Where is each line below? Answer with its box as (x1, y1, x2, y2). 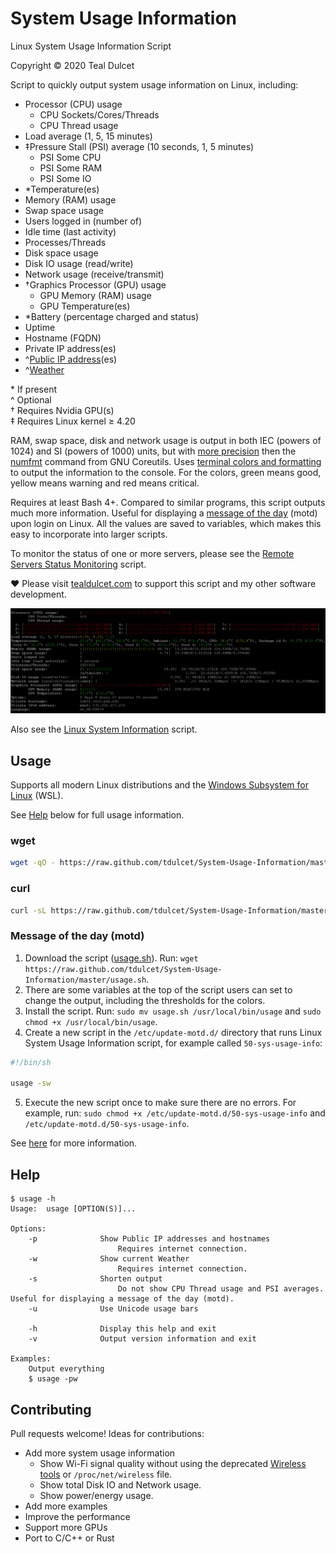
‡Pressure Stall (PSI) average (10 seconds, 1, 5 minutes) (24, 140, 255, 152)
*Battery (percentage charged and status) (24, 310, 200, 322)
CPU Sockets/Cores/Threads (39, 108, 160, 121)
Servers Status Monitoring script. (10, 558, 147, 570)
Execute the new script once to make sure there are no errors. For (24, 1097, 297, 1109)
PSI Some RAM (39, 162, 103, 174)
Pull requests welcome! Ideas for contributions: (10, 1427, 205, 1439)
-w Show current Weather (28, 1254, 190, 1264)
